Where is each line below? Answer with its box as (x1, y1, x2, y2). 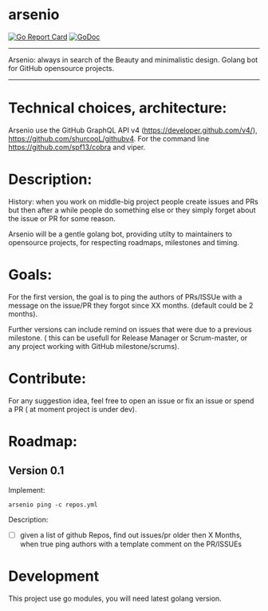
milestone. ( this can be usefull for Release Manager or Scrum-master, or (8, 333, 248, 343)
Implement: (8, 485, 45, 494)
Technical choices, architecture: (8, 99, 227, 117)
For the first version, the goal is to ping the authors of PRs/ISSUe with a (8, 292, 242, 301)
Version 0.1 (8, 464, 65, 478)
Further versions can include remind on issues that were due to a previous (8, 324, 253, 334)
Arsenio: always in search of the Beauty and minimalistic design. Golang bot (8, 54, 258, 65)
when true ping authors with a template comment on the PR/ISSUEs (19, 539, 242, 549)
